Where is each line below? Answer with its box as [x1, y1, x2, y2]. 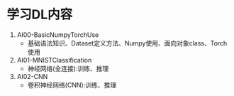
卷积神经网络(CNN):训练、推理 [27, 80, 117, 89]
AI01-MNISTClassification [16, 55, 92, 64]
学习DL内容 [6, 6, 73, 23]
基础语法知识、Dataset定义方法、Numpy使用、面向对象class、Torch [27, 38, 228, 47]
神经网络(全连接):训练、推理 [27, 64, 109, 73]
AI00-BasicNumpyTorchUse [16, 30, 99, 39]
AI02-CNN [16, 72, 48, 80]
